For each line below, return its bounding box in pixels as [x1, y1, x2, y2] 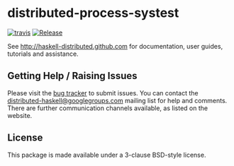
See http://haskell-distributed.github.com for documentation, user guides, [7, 42, 223, 50]
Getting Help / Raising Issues [7, 70, 138, 82]
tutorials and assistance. [7, 49, 79, 58]
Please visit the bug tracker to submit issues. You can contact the [7, 88, 199, 97]
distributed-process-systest [7, 5, 179, 21]
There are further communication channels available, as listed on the [7, 104, 208, 112]
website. [7, 111, 33, 119]
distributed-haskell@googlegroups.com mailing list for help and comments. [7, 96, 228, 105]
